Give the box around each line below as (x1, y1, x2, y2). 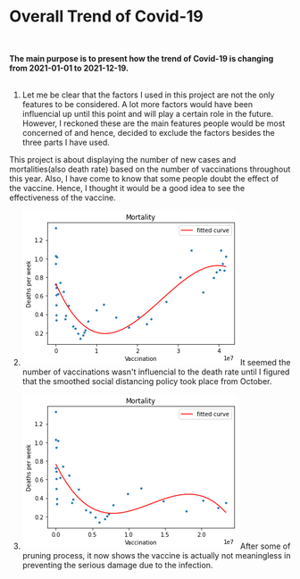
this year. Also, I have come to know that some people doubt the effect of (9, 172, 279, 184)
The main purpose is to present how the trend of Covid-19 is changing (9, 53, 274, 63)
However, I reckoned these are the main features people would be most (21, 118, 286, 129)
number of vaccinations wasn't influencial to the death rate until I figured (21, 366, 290, 377)
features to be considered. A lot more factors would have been (21, 98, 254, 109)
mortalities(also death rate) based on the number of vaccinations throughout (9, 164, 291, 174)
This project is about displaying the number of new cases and (9, 154, 237, 164)
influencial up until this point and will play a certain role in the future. (21, 108, 274, 119)
